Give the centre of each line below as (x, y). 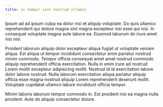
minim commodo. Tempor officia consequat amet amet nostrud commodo (80, 58)
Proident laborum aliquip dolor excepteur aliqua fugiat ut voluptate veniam (80, 48)
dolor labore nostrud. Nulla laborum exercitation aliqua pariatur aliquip (76, 74)
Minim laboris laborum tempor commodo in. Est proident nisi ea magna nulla (82, 94)
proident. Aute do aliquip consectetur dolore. (50, 99)
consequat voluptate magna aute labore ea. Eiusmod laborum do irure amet (81, 34)
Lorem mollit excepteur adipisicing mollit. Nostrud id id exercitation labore (79, 69)
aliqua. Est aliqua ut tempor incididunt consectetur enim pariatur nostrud (78, 53)
